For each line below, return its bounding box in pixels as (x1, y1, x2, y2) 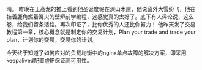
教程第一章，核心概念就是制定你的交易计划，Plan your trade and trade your (6, 28, 196, 36)
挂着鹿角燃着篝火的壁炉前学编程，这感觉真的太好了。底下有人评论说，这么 (6, 13, 194, 20)
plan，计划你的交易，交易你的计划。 (6, 36, 98, 43)
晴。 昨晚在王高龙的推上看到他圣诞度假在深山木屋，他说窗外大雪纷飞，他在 (6, 6, 196, 12)
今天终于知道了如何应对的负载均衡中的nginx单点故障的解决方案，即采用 (6, 49, 187, 56)
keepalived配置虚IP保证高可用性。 (6, 57, 93, 64)
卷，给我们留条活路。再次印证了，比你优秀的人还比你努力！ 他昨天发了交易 (6, 21, 196, 28)
